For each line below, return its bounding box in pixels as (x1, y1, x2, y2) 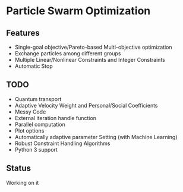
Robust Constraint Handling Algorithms (14, 140, 111, 147)
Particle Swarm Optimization (6, 4, 151, 18)
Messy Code (14, 108, 46, 115)
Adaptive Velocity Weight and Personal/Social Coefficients (14, 102, 158, 109)
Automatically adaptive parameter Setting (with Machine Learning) (14, 133, 178, 140)
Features (6, 28, 40, 38)
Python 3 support (14, 146, 58, 153)
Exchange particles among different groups (14, 50, 121, 57)
